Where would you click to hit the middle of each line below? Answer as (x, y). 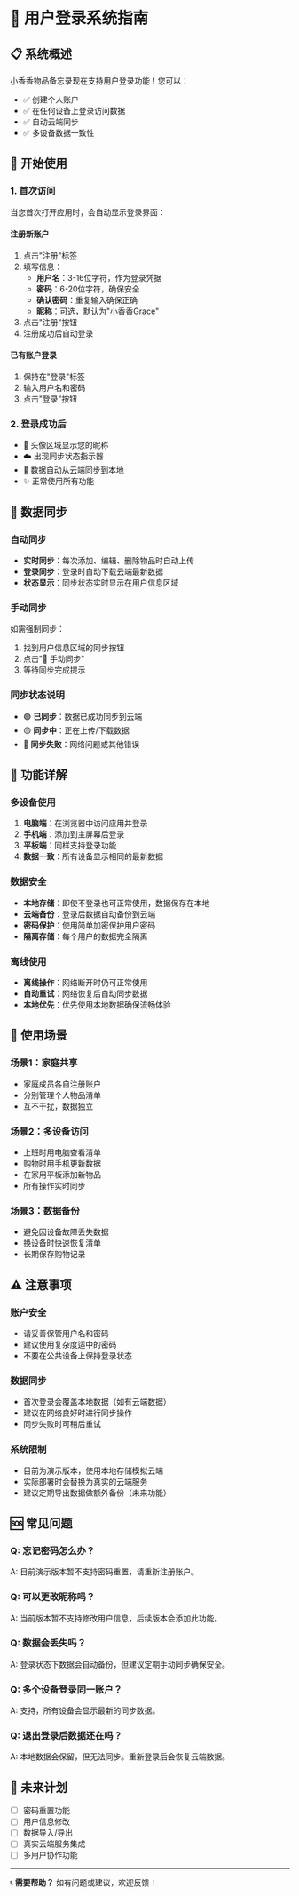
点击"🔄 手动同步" (54, 659)
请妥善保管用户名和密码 (66, 1333)
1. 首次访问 (33, 191)
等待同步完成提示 (54, 670)
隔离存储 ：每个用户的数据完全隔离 (85, 936)
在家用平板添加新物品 (62, 1175)
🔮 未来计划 (39, 1787)
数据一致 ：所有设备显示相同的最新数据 (93, 856)
